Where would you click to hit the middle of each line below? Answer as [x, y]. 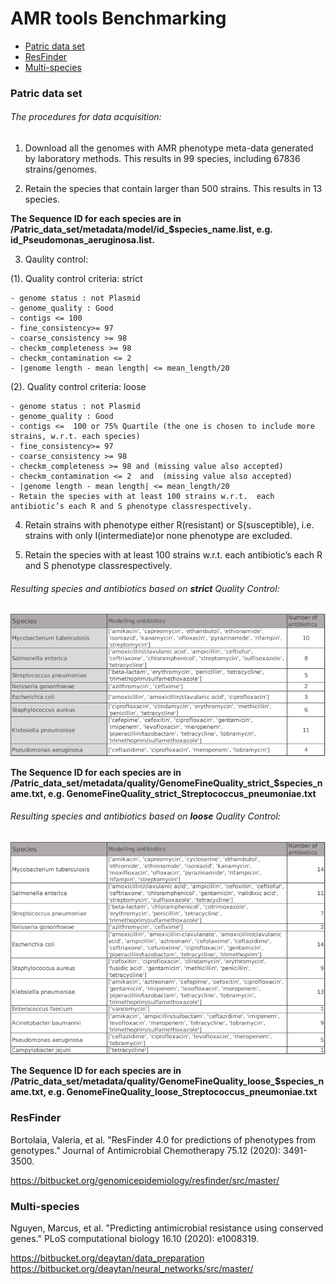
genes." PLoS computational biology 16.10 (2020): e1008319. [134, 1238]
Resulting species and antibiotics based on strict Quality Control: [145, 588]
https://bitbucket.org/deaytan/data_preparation [107, 1258]
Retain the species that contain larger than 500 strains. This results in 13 [173, 189]
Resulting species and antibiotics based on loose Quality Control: [145, 816]
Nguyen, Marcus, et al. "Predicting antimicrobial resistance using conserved [167, 1228]
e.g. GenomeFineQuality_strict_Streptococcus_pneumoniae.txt [182, 793]
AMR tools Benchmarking [118, 18]
